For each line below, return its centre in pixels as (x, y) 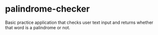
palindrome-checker (47, 9)
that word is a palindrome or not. (38, 27)
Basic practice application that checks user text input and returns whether (79, 22)
